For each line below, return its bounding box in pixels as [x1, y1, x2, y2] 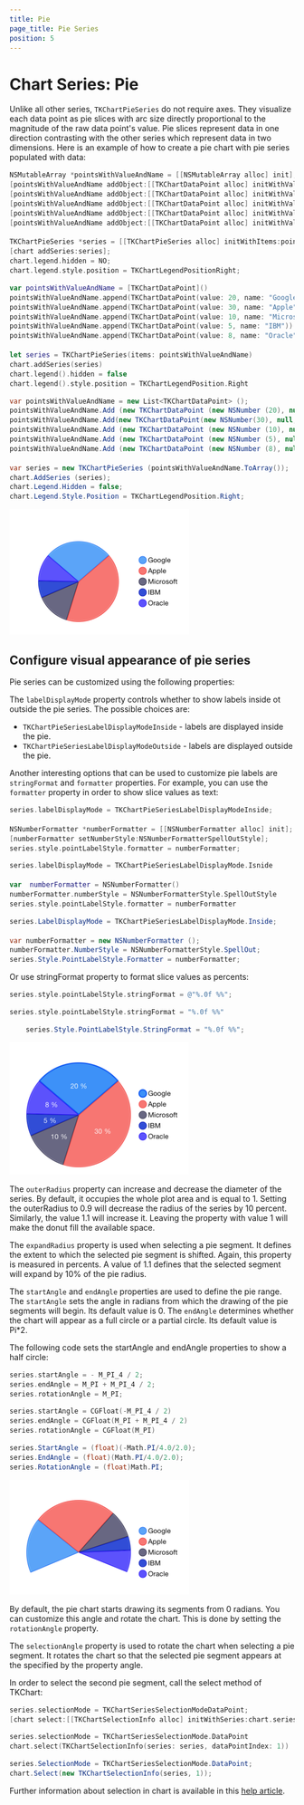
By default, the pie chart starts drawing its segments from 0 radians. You [9, 1603, 280, 1614]
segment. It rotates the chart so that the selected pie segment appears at [9, 1649, 282, 1661]
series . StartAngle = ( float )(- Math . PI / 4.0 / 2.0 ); [9, 1444, 196, 1453]
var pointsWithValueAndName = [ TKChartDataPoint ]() [9, 283, 208, 293]
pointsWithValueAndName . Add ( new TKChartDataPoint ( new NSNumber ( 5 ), [9, 435, 281, 444]
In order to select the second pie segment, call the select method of [9, 1676, 262, 1688]
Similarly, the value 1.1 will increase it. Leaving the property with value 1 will [9, 1212, 288, 1223]
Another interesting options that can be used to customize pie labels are [9, 768, 278, 778]
